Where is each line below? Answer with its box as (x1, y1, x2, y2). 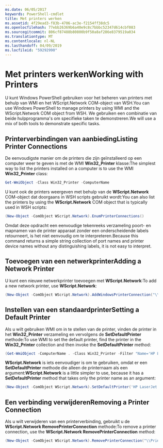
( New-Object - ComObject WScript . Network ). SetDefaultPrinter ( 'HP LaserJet (5, 384, 158, 390)
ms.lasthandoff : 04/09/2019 (5, 43, 62, 48)
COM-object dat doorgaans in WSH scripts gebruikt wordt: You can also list (5, 194, 155, 200)
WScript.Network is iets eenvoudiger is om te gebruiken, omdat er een (5, 360, 147, 365)
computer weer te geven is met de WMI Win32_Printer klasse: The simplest (5, 161, 156, 166)
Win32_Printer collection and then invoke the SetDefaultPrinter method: (5, 342, 151, 348)
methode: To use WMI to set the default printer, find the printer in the (5, 336, 142, 342)
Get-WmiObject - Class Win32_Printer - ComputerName (5, 180, 110, 185)
